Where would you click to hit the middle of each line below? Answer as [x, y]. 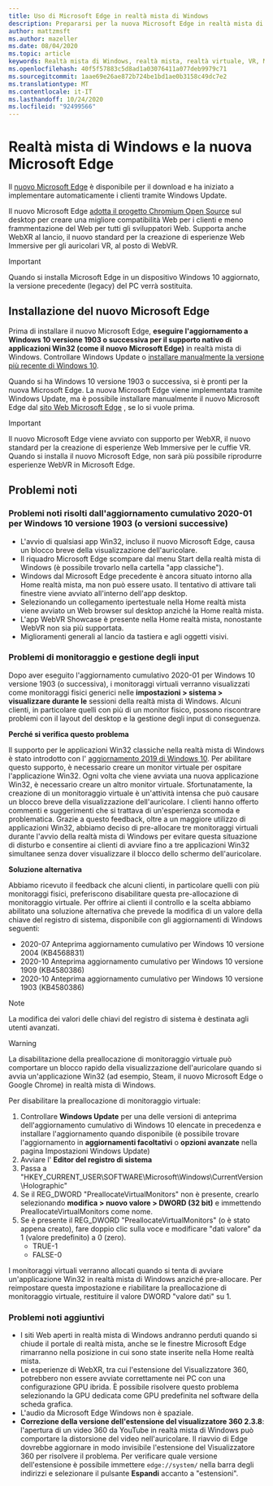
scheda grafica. [46, 1405]
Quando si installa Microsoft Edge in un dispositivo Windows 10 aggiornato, [134, 277]
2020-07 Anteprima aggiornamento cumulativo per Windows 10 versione [142, 943]
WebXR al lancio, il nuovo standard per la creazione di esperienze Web [127, 237]
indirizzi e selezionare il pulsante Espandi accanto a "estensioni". [129, 1474]
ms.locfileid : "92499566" [52, 107]
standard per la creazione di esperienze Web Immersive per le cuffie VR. [130, 447]
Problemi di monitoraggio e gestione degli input [104, 657]
